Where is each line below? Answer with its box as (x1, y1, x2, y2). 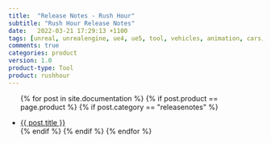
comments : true (8, 42, 60, 50)
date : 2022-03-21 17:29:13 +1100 (8, 27, 128, 35)
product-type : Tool (8, 64, 74, 72)
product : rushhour (8, 71, 70, 80)
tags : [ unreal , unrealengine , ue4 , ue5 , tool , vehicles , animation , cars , (8, 34, 265, 43)
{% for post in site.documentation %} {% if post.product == (19, 93, 219, 103)
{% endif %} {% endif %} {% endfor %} (19, 126, 152, 136)
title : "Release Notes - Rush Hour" (8, 11, 135, 20)
